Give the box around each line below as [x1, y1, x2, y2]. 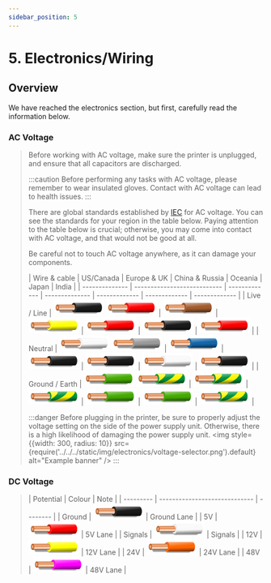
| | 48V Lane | [28, 565, 127, 575]
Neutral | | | [28, 343, 224, 353]
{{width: [28, 438, 56, 448]
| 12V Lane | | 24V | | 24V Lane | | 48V [80, 547, 260, 557]
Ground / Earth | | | [28, 379, 248, 388]
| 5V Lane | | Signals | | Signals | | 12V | [80, 529, 263, 539]
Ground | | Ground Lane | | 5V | [61, 512, 218, 522]
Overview [8, 81, 59, 95]
